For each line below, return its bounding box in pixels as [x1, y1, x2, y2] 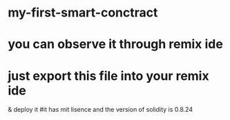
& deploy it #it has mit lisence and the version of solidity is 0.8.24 [8, 106, 193, 114]
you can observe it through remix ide [8, 37, 223, 52]
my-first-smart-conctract [8, 5, 158, 21]
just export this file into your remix [8, 68, 209, 83]
